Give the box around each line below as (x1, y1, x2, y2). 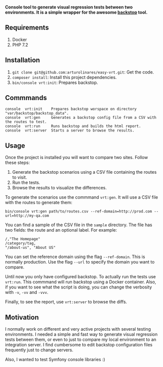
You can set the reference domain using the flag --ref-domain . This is (5, 254, 145, 260)
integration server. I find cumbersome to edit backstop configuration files (5, 342, 153, 348)
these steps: (5, 159, 30, 166)
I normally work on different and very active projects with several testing (5, 326, 151, 332)
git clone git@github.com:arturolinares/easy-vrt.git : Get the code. (12, 69, 154, 75)
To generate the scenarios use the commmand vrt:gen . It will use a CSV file (5, 194, 158, 200)
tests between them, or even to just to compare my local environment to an (5, 337, 157, 342)
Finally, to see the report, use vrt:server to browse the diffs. (5, 299, 127, 305)
